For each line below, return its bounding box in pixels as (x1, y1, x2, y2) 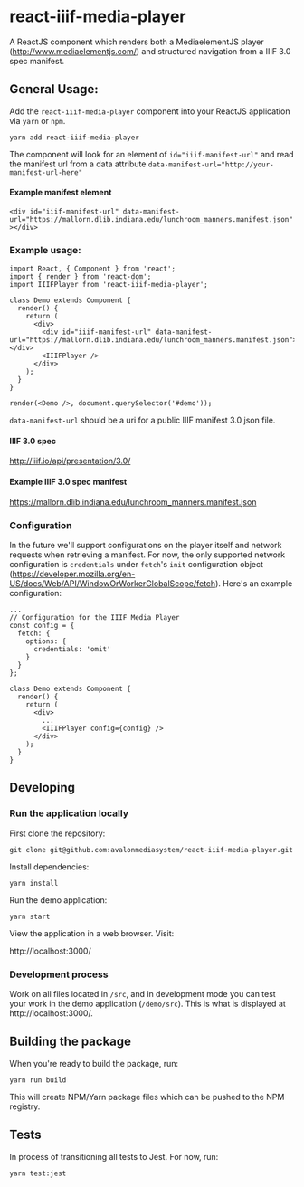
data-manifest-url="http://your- (147, 160, 274, 169)
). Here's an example (215, 577, 293, 589)
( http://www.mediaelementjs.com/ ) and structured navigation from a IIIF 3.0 (9, 45, 291, 56)
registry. (9, 1101, 41, 1112)
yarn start (9, 912, 51, 921)
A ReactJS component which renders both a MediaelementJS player (9, 36, 264, 47)
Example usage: (9, 243, 81, 256)
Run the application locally (9, 807, 129, 820)
